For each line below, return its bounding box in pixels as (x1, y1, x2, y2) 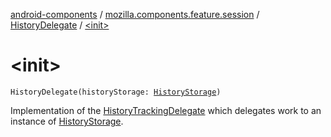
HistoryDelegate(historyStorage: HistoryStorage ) (10, 87, 222, 97)
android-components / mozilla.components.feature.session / (10, 9, 260, 20)
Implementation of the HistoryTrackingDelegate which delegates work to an (10, 104, 322, 116)
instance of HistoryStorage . (10, 115, 124, 127)
